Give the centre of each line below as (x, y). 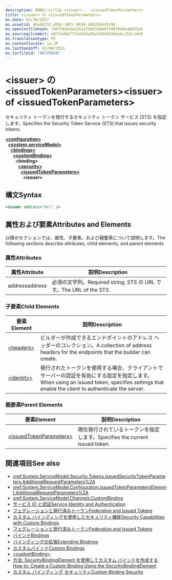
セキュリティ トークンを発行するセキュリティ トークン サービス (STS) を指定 (86, 117)
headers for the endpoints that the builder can (95, 352)
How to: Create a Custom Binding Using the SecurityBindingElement (84, 566)
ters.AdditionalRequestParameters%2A (54, 481)
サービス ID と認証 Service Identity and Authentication (69, 504)
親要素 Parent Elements (34, 405)
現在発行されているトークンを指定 (119, 429)
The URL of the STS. (86, 290)
